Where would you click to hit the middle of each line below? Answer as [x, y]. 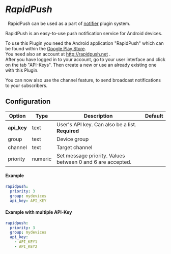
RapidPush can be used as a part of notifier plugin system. [69, 23]
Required [68, 131]
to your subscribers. [26, 86]
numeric [42, 159]
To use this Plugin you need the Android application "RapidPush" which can [84, 43]
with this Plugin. [22, 70]
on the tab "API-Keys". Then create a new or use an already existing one [81, 65]
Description [98, 116]
